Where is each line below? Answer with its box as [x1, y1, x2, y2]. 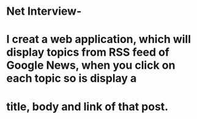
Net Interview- [6, 4, 82, 18]
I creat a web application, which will [6, 33, 191, 47]
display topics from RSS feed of [6, 45, 170, 60]
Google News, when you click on [6, 58, 176, 72]
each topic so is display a [6, 72, 137, 85]
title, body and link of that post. [6, 99, 169, 113]
